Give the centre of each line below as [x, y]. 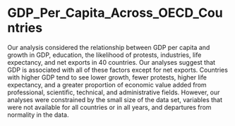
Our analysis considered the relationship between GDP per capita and [109, 47]
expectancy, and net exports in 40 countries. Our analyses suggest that [112, 62]
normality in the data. [38, 115]
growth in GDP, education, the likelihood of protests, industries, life [104, 55]
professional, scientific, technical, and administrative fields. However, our [114, 92]
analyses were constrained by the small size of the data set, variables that [115, 99]
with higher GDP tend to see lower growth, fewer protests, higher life [107, 77]
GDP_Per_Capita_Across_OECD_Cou [115, 13]
